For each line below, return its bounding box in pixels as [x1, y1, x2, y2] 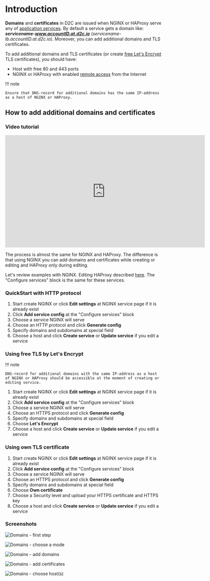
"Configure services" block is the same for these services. [5, 277, 126, 283]
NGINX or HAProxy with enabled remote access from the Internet [12, 71, 147, 77]
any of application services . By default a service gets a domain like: [5, 25, 144, 31]
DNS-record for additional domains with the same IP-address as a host [5, 371, 157, 376]
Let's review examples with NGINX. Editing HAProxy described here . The [5, 272, 155, 278]
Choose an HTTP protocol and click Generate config [12, 322, 121, 328]
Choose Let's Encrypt [12, 421, 58, 427]
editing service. [5, 380, 41, 385]
